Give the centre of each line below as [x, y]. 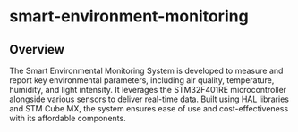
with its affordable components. [68, 118]
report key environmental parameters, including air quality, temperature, [142, 80]
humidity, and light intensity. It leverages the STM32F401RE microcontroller [148, 90]
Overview [37, 49]
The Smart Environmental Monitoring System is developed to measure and [146, 70]
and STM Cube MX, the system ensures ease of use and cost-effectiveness [149, 108]
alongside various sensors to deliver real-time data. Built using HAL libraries [149, 99]
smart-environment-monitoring [129, 16]
